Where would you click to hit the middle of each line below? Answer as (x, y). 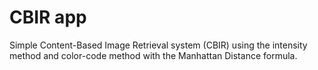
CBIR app (48, 17)
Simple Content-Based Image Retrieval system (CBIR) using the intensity (158, 45)
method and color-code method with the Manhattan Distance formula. (153, 55)
